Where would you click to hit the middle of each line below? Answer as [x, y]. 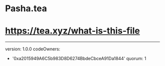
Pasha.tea [26, 9]
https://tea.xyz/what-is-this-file [72, 31]
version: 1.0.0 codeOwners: [33, 49]
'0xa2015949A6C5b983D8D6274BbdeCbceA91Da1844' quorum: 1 [79, 59]
